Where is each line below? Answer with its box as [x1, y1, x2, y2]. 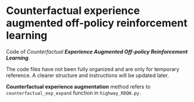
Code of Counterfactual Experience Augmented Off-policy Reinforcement [6, 48, 188, 55]
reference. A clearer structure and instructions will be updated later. [6, 72, 169, 79]
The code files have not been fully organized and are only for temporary [6, 65, 179, 72]
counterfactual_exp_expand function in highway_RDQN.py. [6, 89, 142, 96]
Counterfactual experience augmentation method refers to [6, 83, 151, 90]
